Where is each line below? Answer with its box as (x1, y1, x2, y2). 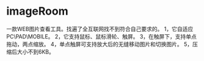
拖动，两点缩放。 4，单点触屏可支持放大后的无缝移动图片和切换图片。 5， (6, 40, 193, 48)
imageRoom (6, 4, 68, 18)
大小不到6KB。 (16, 48, 55, 56)
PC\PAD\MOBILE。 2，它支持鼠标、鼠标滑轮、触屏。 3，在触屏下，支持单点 (6, 32, 197, 40)
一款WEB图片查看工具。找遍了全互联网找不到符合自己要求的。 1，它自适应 (6, 25, 194, 32)
